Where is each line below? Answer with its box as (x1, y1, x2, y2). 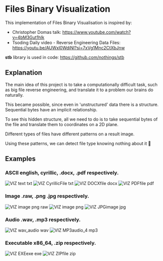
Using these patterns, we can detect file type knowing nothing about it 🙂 (5, 140, 151, 146)
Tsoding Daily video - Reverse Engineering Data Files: (12, 39, 121, 45)
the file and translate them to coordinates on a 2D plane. (5, 121, 118, 127)
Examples (5, 155, 36, 163)
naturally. (5, 92, 24, 98)
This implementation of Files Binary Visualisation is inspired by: (5, 20, 132, 26)
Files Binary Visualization (5, 3, 111, 15)
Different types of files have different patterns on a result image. (5, 131, 135, 137)
